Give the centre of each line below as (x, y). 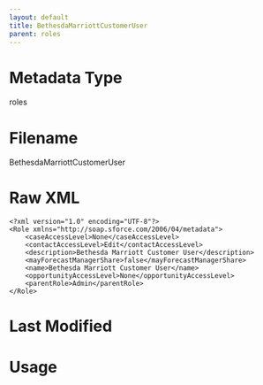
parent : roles (35, 34)
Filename (44, 138)
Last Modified (61, 326)
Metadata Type (66, 77)
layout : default (39, 17)
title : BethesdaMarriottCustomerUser (79, 26)
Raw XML (45, 198)
